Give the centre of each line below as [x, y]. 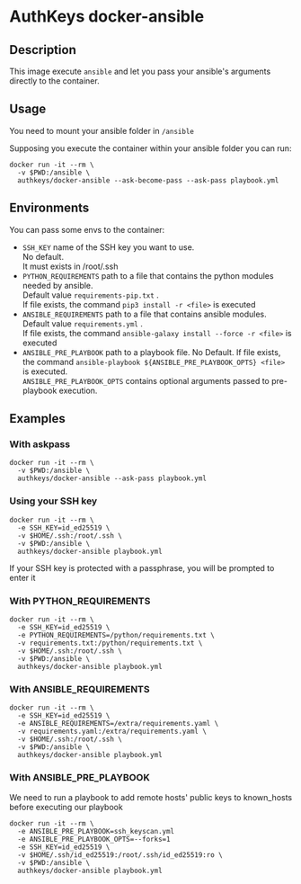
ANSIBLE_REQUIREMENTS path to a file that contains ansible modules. [144, 314]
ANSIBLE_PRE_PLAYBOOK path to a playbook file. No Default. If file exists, [151, 352]
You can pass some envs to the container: [87, 229]
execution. [78, 390]
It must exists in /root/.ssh [70, 266]
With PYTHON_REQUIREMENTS [80, 601]
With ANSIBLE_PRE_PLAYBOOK [80, 778]
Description [43, 50]
